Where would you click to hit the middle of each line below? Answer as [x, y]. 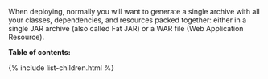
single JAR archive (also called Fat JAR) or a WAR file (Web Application [126, 28]
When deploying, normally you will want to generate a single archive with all [134, 12]
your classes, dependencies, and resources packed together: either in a [128, 20]
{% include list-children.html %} [61, 68]
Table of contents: [39, 52]
